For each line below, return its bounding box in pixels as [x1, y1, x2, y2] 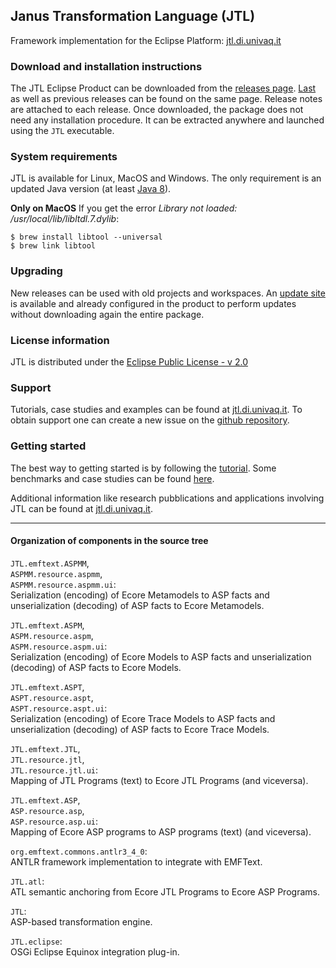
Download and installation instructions [10, 59, 203, 73]
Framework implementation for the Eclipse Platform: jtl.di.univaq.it [10, 34, 282, 46]
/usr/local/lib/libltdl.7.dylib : [10, 213, 120, 225]
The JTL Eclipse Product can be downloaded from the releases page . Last [10, 82, 317, 94]
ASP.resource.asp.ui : [10, 815, 99, 827]
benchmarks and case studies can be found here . [10, 472, 215, 484]
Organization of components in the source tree [10, 535, 209, 547]
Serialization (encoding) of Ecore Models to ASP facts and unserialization [10, 650, 312, 663]
